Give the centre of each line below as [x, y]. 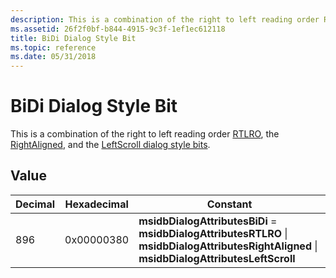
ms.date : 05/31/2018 [53, 57]
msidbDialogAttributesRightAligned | [228, 246]
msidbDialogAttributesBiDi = [208, 221]
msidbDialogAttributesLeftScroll [217, 258]
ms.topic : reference [53, 47]
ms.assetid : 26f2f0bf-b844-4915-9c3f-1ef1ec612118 [118, 29]
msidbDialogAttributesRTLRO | [213, 233]
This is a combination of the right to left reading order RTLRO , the [145, 134]
